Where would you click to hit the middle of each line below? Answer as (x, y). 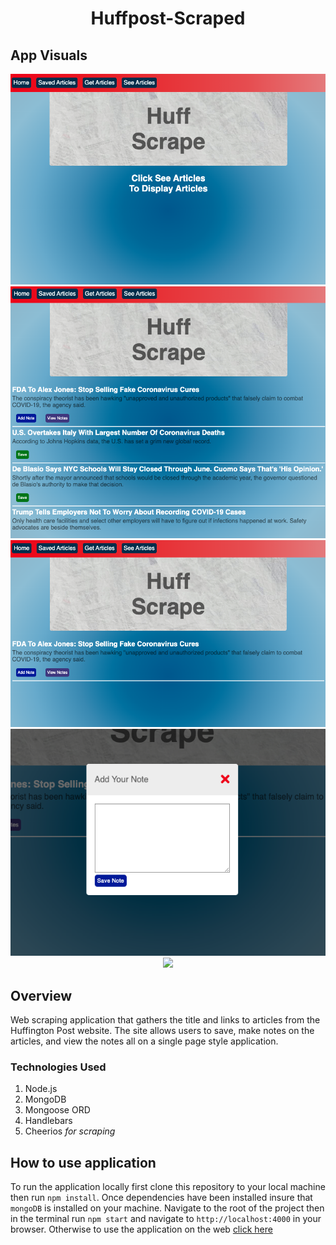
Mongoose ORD (57, 1110)
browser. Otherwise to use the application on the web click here (141, 1229)
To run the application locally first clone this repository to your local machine (168, 1187)
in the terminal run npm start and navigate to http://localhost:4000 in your (166, 1219)
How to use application (83, 1162)
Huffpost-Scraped (168, 18)
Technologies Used (58, 1067)
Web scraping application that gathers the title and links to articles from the (165, 1020)
